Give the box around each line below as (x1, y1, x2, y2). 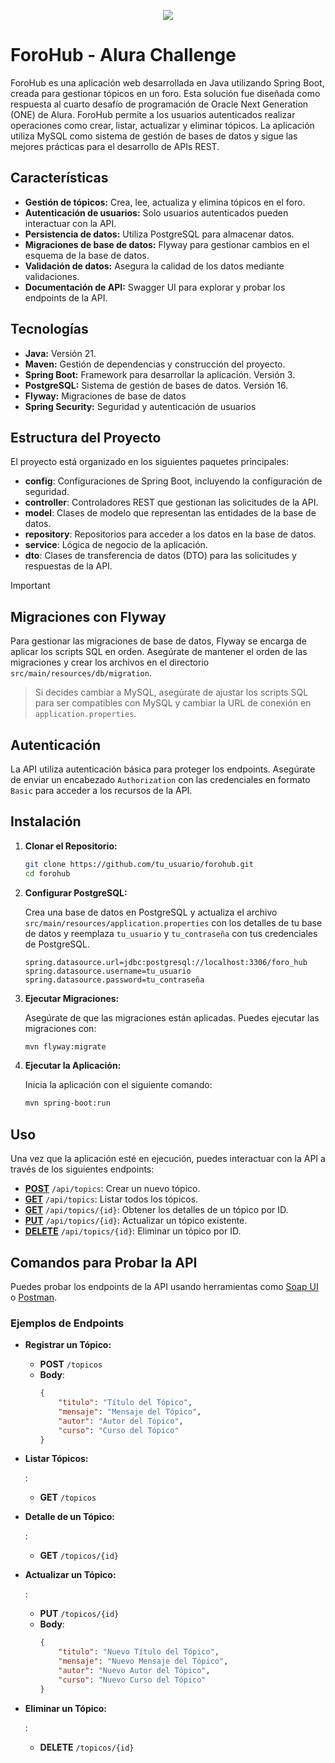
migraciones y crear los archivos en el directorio (10, 656, 210, 669)
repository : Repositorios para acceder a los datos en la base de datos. (24, 528, 317, 540)
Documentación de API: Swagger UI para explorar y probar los (24, 281, 286, 293)
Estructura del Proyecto (10, 429, 162, 446)
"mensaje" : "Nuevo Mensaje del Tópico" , (58, 1656, 229, 1667)
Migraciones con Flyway (10, 608, 167, 625)
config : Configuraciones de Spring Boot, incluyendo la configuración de (24, 475, 323, 487)
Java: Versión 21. (24, 347, 97, 359)
